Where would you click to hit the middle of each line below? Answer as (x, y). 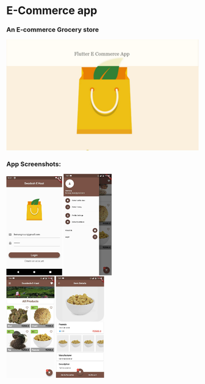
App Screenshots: (34, 164)
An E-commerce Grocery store (53, 30)
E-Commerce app (52, 11)
